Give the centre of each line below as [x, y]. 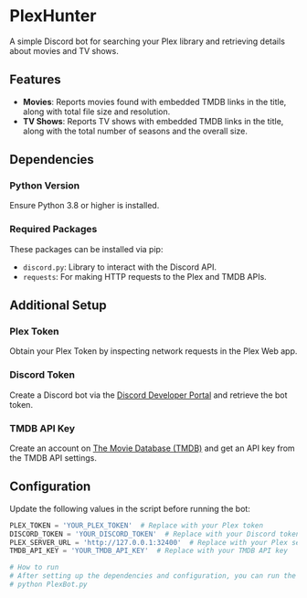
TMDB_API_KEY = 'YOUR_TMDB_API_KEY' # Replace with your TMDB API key [148, 551]
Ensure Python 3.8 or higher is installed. [85, 206]
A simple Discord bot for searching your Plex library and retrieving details [148, 41]
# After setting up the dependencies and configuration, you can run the [153, 576]
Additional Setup [58, 306]
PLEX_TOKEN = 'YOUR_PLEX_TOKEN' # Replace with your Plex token [136, 525]
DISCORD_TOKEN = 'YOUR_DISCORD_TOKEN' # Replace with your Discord [143, 534]
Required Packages [53, 230]
